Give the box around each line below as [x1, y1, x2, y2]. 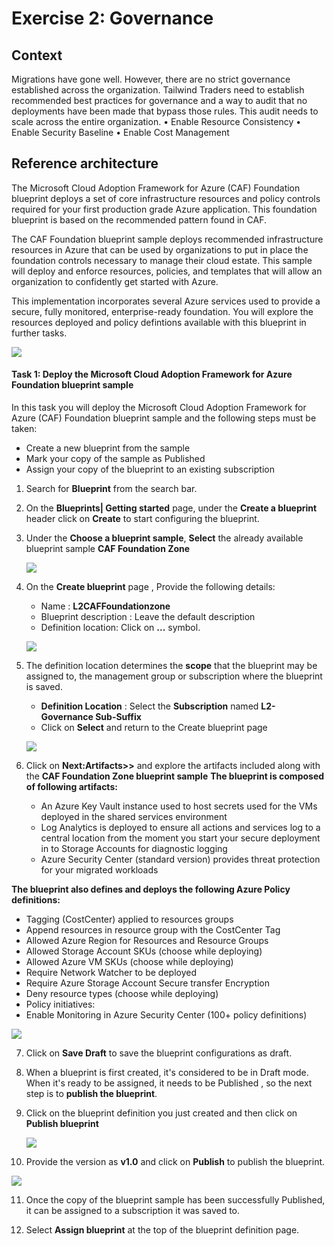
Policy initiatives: [25, 998, 96, 1011]
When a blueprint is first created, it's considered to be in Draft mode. [25, 1067, 309, 1079]
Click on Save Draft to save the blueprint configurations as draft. [25, 1047, 293, 1059]
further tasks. [11, 327, 68, 339]
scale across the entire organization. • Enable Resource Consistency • [11, 116, 302, 127]
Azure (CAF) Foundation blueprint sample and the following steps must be [11, 412, 317, 424]
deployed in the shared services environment [40, 811, 228, 823]
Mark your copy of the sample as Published [25, 453, 206, 465]
